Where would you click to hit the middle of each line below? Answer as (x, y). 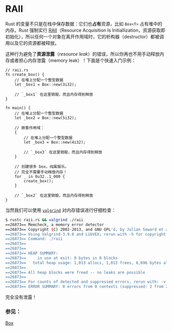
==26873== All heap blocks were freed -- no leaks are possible (75, 272)
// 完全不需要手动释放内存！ (41, 172)
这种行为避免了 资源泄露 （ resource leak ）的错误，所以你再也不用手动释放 (82, 54)
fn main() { (18, 108)
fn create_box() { (25, 74)
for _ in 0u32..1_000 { (40, 177)
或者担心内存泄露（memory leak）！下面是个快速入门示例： (73, 60)
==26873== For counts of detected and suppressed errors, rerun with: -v (86, 282)
